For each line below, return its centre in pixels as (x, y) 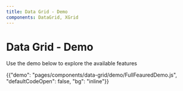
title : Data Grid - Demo (37, 12)
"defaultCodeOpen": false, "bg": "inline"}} (58, 81)
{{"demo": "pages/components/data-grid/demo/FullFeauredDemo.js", (92, 75)
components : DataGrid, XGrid (42, 17)
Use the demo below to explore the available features (72, 63)
